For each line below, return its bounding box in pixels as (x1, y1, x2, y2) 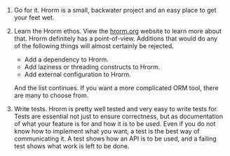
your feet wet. (13, 13, 55, 22)
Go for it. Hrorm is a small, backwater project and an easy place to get (13, 6, 217, 14)
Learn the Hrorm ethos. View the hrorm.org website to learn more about (13, 27, 222, 35)
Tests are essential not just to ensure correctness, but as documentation (13, 112, 223, 120)
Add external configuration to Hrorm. (24, 70, 131, 78)
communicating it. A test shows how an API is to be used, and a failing (13, 134, 217, 143)
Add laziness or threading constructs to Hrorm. (24, 63, 161, 71)
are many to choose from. (13, 91, 89, 99)
